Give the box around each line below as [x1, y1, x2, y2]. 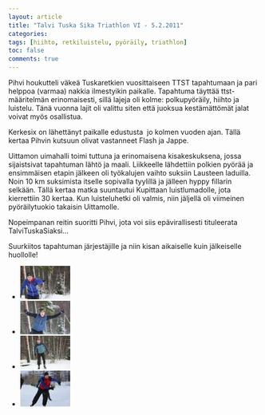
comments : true [8, 55, 59, 63]
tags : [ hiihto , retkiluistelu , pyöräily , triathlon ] [8, 38, 188, 46]
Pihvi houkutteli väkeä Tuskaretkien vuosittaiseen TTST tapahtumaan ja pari [8, 78, 258, 87]
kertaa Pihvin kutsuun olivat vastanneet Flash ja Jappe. [8, 136, 189, 145]
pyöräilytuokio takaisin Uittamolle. [8, 202, 120, 211]
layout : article [8, 13, 62, 21]
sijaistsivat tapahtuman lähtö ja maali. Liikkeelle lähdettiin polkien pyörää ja [8, 160, 254, 169]
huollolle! [8, 250, 38, 259]
